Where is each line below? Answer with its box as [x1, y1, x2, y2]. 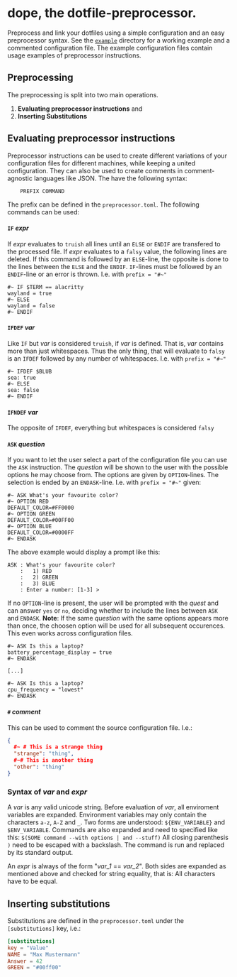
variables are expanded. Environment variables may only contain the [7, 811, 207, 819]
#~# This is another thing [13, 757, 93, 764]
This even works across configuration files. [7, 629, 133, 638]
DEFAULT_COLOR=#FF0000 [7, 504, 74, 512]
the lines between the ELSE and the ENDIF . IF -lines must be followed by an [7, 262, 222, 271]
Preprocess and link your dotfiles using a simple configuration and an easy [7, 28, 225, 37]
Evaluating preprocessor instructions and [17, 104, 143, 113]
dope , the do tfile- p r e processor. [7, 5, 197, 21]
